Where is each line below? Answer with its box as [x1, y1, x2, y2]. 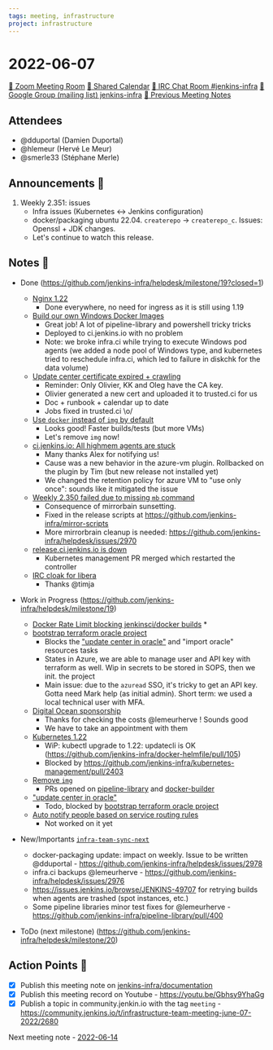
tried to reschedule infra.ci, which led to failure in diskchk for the [44, 354, 261, 363]
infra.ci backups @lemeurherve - [32, 867, 144, 876]
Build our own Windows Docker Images [32, 310, 165, 320]
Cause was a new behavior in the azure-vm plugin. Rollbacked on [44, 458, 264, 468]
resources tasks [44, 645, 99, 655]
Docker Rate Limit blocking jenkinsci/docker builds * [32, 619, 208, 629]
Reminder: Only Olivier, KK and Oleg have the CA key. [44, 380, 223, 389]
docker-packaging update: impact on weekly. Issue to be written [32, 850, 249, 859]
